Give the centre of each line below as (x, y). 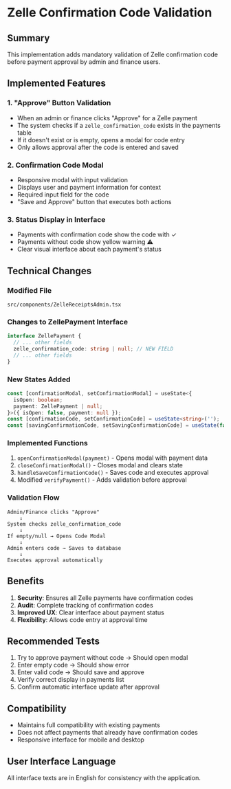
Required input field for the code (63, 195)
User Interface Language (62, 761)
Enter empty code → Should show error (73, 665)
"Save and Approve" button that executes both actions (94, 201)
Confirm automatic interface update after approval (88, 687)
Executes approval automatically (55, 560)
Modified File (30, 290)
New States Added (39, 379)
